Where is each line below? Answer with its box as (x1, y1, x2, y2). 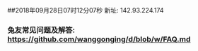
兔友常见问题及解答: (7, 25, 76, 35)
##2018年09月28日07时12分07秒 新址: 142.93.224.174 (7, 6, 164, 14)
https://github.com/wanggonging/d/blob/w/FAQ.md (7, 34, 191, 44)
